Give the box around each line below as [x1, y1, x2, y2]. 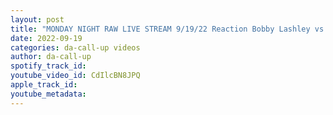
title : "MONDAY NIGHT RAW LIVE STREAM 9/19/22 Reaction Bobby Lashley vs [10, 24, 325, 34]
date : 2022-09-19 [10, 33, 83, 43]
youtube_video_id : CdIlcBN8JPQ [10, 71, 141, 81]
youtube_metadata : [10, 89, 87, 99]
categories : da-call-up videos [10, 42, 141, 53]
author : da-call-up [10, 52, 92, 62]
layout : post [10, 14, 65, 25]
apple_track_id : [10, 80, 78, 90]
